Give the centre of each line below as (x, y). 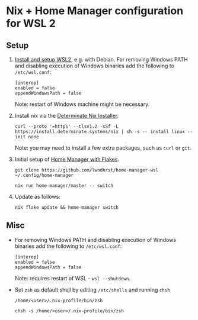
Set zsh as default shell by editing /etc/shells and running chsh (92, 290)
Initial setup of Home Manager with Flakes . (67, 159)
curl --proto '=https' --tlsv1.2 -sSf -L (66, 127)
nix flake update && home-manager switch (66, 208)
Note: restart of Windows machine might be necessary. (82, 104)
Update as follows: (37, 197)
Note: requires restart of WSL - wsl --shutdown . (73, 278)
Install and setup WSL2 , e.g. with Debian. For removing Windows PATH (101, 59)
